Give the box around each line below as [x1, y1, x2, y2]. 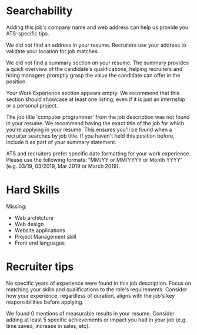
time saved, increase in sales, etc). [6, 322, 90, 329]
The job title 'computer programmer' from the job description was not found [6, 113, 190, 121]
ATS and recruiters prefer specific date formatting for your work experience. [6, 149, 191, 157]
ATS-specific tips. [6, 30, 49, 37]
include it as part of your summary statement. [6, 138, 116, 145]
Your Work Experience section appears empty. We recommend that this [6, 89, 180, 96]
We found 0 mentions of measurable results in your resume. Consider [6, 310, 175, 317]
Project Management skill [14, 233, 76, 240]
